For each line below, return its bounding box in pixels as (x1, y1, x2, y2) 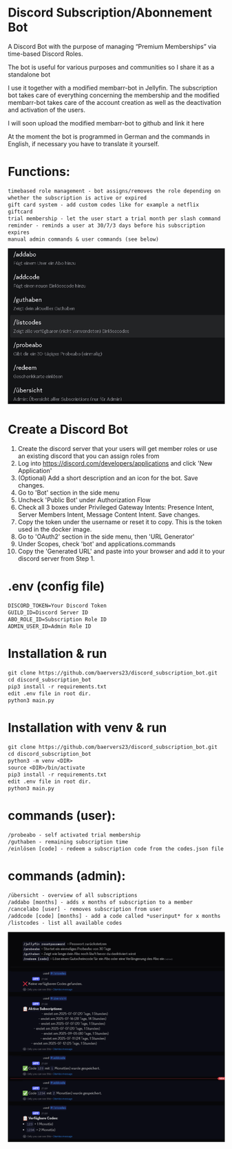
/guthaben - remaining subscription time (8, 838, 129, 846)
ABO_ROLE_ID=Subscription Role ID (8, 616, 107, 623)
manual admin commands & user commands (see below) (8, 236, 159, 243)
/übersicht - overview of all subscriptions (8, 892, 138, 899)
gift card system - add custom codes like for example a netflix (8, 201, 199, 208)
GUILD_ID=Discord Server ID (8, 609, 89, 616)
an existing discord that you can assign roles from (17, 452, 160, 460)
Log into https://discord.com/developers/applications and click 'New (17, 459, 213, 468)
